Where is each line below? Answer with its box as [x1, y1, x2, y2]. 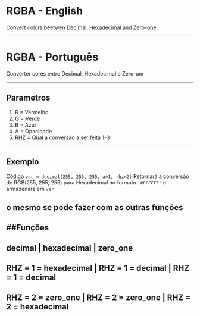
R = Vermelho [14, 108, 49, 115]
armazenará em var [6, 185, 55, 192]
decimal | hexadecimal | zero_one [6, 243, 133, 253]
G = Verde [14, 115, 40, 122]
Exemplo [6, 157, 39, 167]
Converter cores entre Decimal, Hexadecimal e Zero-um [6, 70, 144, 77]
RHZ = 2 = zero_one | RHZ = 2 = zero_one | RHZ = [6, 293, 191, 303]
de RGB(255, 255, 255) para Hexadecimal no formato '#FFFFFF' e [6, 179, 167, 186]
